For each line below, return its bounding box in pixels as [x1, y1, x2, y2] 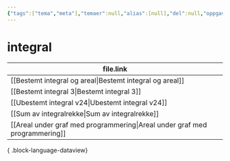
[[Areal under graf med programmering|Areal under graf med [10, 120, 207, 130]
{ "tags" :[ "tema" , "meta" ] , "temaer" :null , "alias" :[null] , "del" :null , [7, 10, 204, 17]
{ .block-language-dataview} [7, 146, 88, 154]
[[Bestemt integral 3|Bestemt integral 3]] [10, 87, 142, 96]
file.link [102, 64, 128, 74]
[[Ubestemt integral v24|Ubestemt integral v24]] [10, 98, 168, 107]
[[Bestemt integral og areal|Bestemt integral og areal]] [10, 76, 185, 85]
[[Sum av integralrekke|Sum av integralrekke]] [10, 108, 159, 118]
